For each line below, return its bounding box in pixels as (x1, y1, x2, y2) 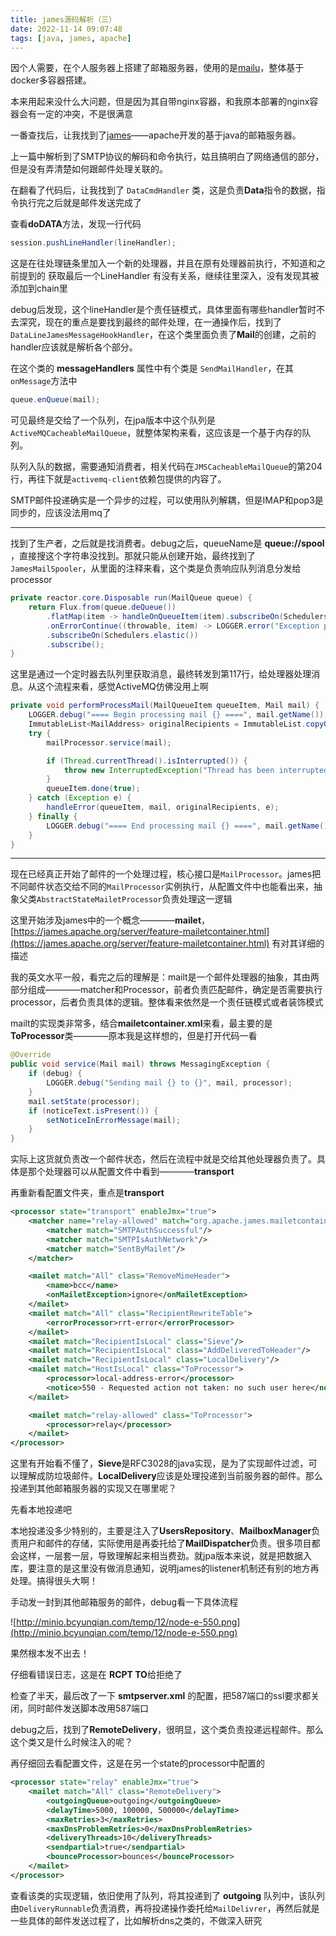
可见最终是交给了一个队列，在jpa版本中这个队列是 (10, 414, 216, 426)
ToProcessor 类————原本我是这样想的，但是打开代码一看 (10, 1030, 258, 1042)
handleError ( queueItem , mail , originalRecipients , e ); (46, 802, 280, 812)
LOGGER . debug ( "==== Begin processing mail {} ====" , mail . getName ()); (28, 710, 329, 720)
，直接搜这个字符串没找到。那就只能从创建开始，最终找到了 (10, 550, 256, 562)
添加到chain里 (10, 282, 68, 295)
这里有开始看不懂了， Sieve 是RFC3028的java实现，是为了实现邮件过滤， (10, 1457, 309, 1470)
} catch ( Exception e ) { (28, 793, 132, 803)
